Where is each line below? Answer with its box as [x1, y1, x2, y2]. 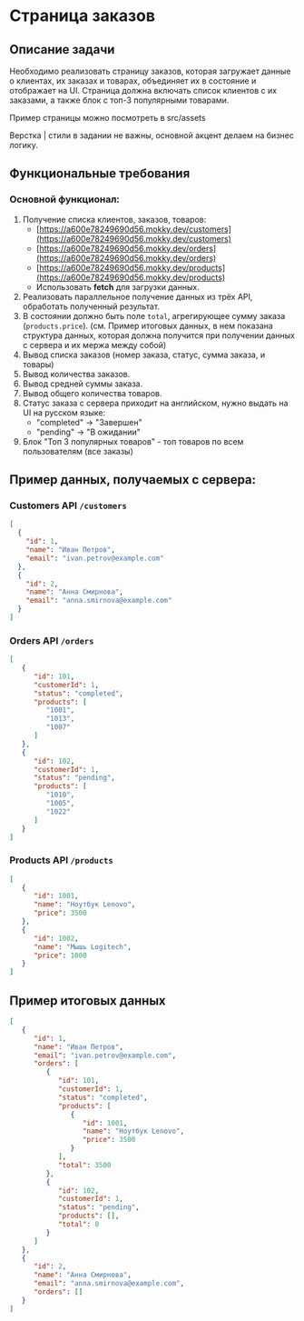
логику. [9, 140, 38, 150]
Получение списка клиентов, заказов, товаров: [22, 214, 207, 225]
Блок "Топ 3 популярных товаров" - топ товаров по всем [22, 435, 244, 446]
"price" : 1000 [33, 951, 88, 960]
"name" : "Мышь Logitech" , [33, 942, 132, 951]
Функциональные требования [9, 165, 191, 182]
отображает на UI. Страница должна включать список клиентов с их [9, 85, 278, 95]
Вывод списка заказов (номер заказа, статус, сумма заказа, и [22, 349, 266, 360]
